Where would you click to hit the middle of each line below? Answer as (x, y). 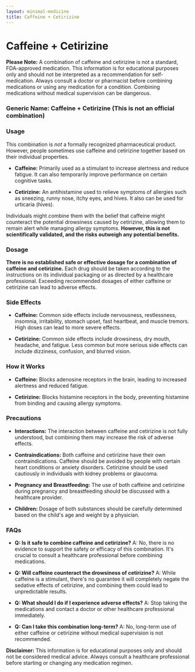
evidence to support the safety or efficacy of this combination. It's (94, 549)
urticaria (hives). (34, 204)
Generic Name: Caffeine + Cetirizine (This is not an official (90, 108)
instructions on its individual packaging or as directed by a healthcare (90, 274)
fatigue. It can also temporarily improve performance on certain (91, 174)
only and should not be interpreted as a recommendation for (79, 74)
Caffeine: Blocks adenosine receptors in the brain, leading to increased (100, 379)
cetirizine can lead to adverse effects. (52, 287)
